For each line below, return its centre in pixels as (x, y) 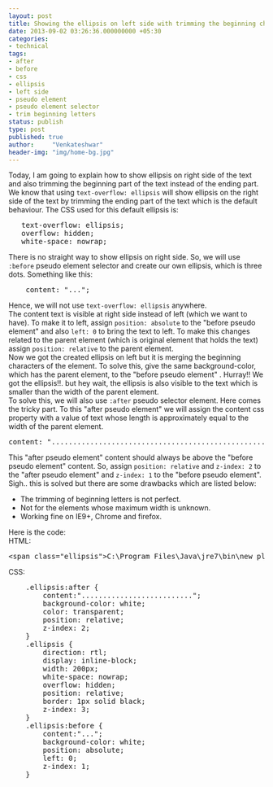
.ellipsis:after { (62, 588)
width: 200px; (71, 669)
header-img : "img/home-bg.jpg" (61, 152)
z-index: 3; (67, 710)
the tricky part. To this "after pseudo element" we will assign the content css (136, 409)
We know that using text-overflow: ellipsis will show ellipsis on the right (133, 193)
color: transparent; (83, 612)
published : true (36, 137)
